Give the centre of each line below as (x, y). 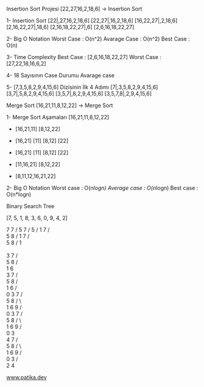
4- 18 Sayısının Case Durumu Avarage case (60, 75)
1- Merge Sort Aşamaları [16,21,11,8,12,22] (58, 117)
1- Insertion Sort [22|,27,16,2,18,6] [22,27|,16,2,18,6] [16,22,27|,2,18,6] (92, 20)
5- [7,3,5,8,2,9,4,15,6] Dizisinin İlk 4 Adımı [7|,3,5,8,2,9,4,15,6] (82, 87)
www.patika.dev (26, 377)
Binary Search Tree (30, 206)
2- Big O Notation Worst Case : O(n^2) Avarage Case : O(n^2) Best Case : (98, 39)
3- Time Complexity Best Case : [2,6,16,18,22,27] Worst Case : (84, 57)
